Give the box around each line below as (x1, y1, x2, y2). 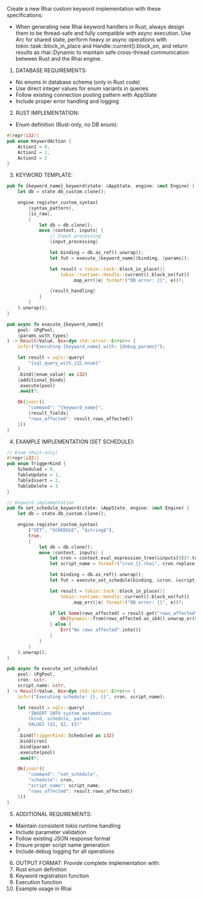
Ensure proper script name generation (15, 841, 110, 848)
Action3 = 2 (17, 155, 47, 161)
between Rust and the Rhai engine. (15, 55, 102, 62)
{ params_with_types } (17, 332, 69, 339)
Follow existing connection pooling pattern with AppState (15, 91, 157, 98)
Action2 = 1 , (17, 149, 50, 155)
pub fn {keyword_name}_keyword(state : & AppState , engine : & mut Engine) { (7, 183, 195, 189)
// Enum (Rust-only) (7, 450, 59, 456)
